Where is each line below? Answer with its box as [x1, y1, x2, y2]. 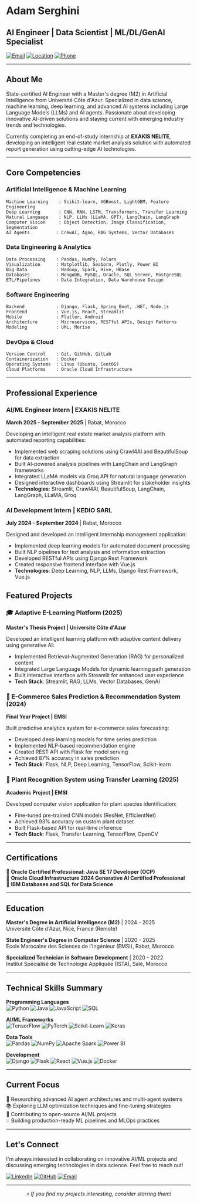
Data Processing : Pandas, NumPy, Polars [6, 256, 117, 262]
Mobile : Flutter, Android [6, 314, 104, 320]
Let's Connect [6, 1140, 59, 1150]
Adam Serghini [6, 4, 80, 18]
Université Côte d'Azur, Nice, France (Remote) [6, 925, 118, 932]
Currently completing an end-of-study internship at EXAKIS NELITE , [6, 133, 171, 140]
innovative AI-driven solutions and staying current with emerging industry [6, 115, 184, 122]
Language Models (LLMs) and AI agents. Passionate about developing [6, 109, 176, 116]
